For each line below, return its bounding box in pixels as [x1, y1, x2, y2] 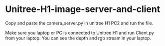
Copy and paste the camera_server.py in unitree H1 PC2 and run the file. [5, 20, 154, 26]
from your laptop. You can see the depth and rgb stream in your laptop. [5, 35, 151, 41]
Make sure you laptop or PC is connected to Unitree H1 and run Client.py [5, 29, 155, 35]
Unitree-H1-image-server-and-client [5, 3, 161, 15]
